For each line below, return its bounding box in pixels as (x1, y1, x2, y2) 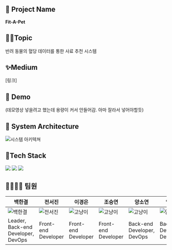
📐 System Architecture (5, 122, 79, 131)
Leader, (8, 217, 27, 224)
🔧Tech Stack (5, 151, 47, 160)
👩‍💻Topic (5, 34, 33, 43)
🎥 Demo (5, 92, 31, 101)
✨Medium (5, 63, 38, 72)
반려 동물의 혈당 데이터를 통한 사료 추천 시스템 (5, 48, 97, 54)
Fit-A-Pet (5, 18, 26, 25)
